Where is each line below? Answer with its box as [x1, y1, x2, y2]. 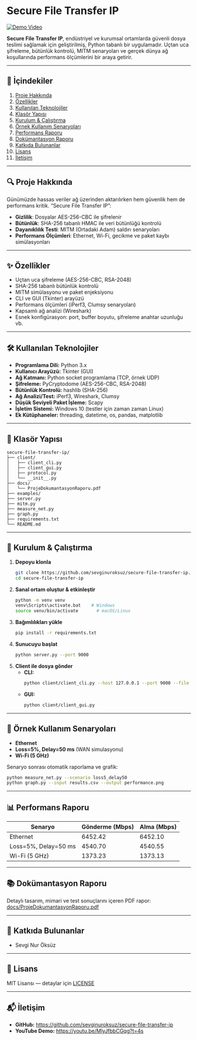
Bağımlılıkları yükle [15, 619, 63, 626]
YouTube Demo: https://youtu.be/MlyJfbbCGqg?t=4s [15, 1028, 144, 1035]
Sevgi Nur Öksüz [15, 941, 56, 948]
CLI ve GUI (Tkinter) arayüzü [15, 295, 84, 302]
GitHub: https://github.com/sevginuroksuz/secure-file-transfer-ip [15, 1021, 174, 1028]
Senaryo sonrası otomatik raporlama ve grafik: [6, 763, 119, 770]
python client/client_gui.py [23, 702, 95, 708]
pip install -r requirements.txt [15, 630, 97, 636]
